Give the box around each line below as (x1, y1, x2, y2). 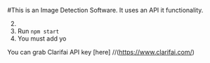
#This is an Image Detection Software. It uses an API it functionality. (7, 6, 204, 14)
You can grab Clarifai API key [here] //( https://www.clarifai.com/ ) (7, 48, 195, 56)
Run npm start (17, 27, 60, 35)
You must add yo (17, 34, 67, 43)
